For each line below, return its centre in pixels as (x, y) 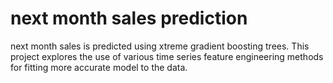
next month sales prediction (129, 18)
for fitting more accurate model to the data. (99, 67)
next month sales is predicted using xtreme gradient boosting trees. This (160, 46)
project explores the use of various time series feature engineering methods (167, 56)
